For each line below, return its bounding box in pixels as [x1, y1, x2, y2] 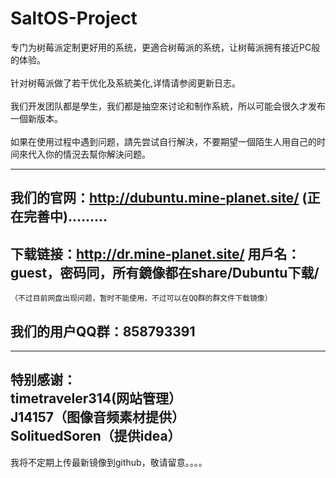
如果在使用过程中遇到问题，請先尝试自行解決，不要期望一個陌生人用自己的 [10, 135, 317, 147]
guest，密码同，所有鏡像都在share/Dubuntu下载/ [10, 264, 320, 281]
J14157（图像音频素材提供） [10, 409, 186, 426]
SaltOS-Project [10, 7, 138, 30]
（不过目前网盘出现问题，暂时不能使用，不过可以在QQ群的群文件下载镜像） [10, 293, 273, 304]
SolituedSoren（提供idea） [10, 428, 182, 445]
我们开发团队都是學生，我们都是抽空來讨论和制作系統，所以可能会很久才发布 [10, 100, 326, 112]
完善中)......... [23, 208, 108, 226]
